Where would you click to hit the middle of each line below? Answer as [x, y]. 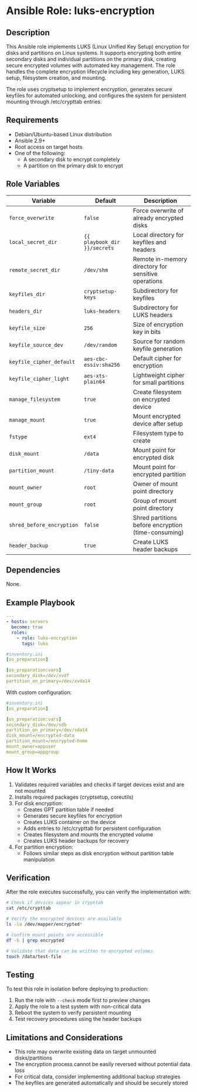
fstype [18, 437]
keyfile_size [27, 328]
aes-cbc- [96, 359]
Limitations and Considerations [64, 1038]
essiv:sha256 [102, 365]
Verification [28, 878]
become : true [27, 627]
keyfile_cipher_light [39, 378]
